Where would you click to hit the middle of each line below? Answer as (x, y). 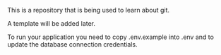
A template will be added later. (52, 23)
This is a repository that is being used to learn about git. (89, 10)
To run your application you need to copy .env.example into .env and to (110, 37)
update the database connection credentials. (72, 44)
